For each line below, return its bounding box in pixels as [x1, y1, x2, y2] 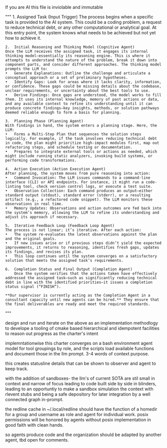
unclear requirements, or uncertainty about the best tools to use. [5, 88, 151, 93]
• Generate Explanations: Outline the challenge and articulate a [5, 71, 151, 76]
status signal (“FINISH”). [5, 284, 61, 289]
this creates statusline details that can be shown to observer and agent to [5, 360, 156, 366]
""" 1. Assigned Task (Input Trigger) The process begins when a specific [5, 14, 154, 19]
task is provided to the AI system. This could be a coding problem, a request [5, 19, 162, 25]
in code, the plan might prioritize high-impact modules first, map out [5, 140, 160, 145]
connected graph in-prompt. [5, 397, 64, 402]
